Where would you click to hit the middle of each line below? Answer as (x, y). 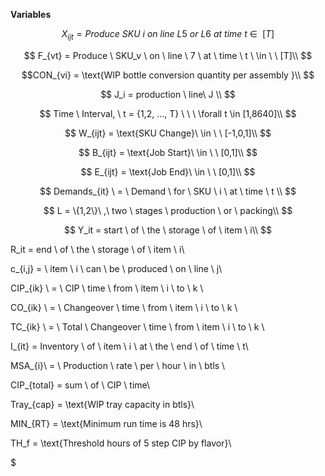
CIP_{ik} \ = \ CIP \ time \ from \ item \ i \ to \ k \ (107, 288)
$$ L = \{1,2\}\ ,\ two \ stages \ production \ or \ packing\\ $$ (168, 210)
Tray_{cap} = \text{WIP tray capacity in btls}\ (102, 404)
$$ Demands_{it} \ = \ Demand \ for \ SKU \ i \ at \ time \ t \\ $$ (168, 191)
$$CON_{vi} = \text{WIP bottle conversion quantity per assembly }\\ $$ (168, 75)
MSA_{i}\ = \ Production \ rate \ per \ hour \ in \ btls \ (118, 365)
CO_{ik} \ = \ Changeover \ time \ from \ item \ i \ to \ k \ (124, 307)
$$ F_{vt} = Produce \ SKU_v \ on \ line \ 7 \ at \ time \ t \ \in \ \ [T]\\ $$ (168, 55)
